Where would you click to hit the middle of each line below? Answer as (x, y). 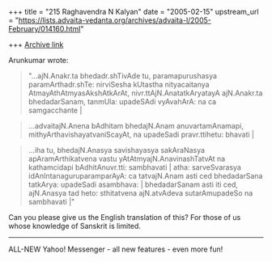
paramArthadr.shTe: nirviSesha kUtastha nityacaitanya (119, 85)
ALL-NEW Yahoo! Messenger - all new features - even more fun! (116, 249)
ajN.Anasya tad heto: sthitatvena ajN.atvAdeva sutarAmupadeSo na (140, 193)
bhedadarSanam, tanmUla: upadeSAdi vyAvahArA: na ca (122, 101)
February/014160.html (45, 29)
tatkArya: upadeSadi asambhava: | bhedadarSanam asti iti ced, (133, 184)
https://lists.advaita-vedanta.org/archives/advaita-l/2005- (115, 20)
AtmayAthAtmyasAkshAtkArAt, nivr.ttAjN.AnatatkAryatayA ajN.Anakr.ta (145, 93)
